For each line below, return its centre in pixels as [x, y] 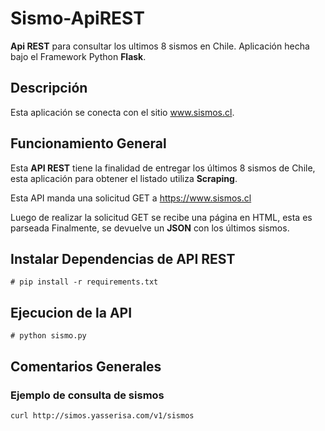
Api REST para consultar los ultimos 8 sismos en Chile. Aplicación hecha [160, 46]
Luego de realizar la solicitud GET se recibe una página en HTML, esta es [161, 217]
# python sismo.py [48, 336]
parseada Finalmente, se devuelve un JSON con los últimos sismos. [150, 228]
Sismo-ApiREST [77, 18]
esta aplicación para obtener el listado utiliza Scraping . [124, 178]
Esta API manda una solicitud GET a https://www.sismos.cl [131, 198]
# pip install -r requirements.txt [84, 282]
